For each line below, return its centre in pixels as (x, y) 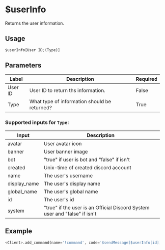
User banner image (66, 152)
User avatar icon (63, 143)
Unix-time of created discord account (87, 167)
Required (147, 79)
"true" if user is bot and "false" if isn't (87, 159)
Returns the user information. (35, 23)
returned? (41, 108)
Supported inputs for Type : (37, 123)
